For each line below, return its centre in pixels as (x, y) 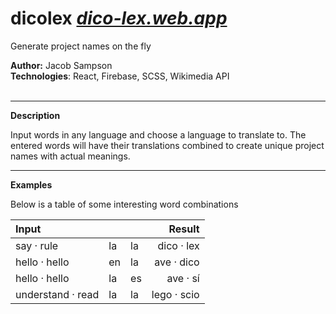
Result (184, 229)
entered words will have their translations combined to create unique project (167, 145)
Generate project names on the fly (81, 46)
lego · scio (175, 294)
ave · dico (177, 262)
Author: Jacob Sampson (61, 65)
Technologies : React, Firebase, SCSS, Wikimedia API (120, 76)
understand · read (57, 294)
